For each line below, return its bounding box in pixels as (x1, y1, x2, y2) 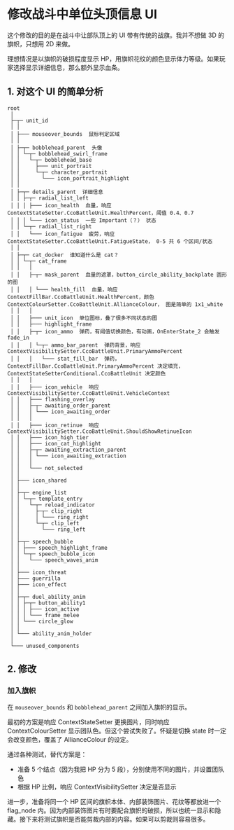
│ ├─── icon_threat (10, 569, 68, 576)
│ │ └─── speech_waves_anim (10, 556, 98, 564)
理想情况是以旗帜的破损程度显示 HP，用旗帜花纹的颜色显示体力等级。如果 (7, 54, 220, 63)
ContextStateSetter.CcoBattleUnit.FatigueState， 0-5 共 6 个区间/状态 (7, 237, 213, 245)
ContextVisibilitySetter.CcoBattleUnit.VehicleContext (7, 389, 170, 396)
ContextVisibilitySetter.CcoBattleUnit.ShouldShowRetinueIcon (7, 428, 192, 435)
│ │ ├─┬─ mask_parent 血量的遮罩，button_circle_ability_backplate (10, 271, 214, 278)
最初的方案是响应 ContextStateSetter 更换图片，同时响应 (7, 718, 170, 726)
